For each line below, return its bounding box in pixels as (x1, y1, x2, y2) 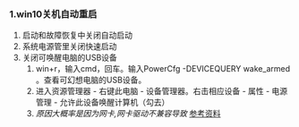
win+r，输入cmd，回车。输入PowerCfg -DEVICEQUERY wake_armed (35, 63, 291, 74)
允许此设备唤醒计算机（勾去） (59, 97, 170, 108)
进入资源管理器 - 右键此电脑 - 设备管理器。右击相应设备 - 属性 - (35, 86, 270, 97)
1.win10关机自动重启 (9, 7, 98, 20)
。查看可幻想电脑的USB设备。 (35, 74, 147, 86)
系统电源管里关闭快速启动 (21, 41, 117, 52)
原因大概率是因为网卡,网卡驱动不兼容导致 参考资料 (35, 108, 221, 119)
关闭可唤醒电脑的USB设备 (21, 52, 118, 63)
